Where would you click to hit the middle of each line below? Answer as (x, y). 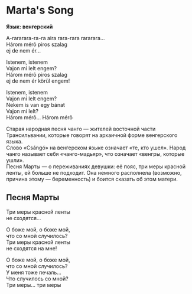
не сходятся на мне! (32, 248)
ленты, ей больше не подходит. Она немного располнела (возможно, (94, 172)
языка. (14, 141)
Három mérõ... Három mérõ (39, 117)
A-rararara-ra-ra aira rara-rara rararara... (56, 38)
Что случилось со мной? (38, 279)
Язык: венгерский (30, 27)
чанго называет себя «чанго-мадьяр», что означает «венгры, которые (95, 153)
